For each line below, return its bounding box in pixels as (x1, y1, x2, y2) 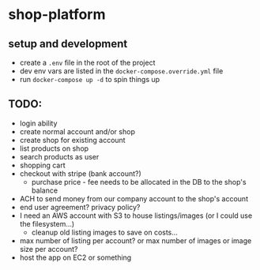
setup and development (8, 37, 128, 51)
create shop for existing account (19, 135, 126, 144)
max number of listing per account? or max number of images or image (19, 235, 252, 246)
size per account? (19, 244, 78, 253)
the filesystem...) (19, 219, 75, 228)
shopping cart (19, 160, 66, 170)
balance (31, 186, 58, 195)
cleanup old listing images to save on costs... (31, 227, 178, 237)
